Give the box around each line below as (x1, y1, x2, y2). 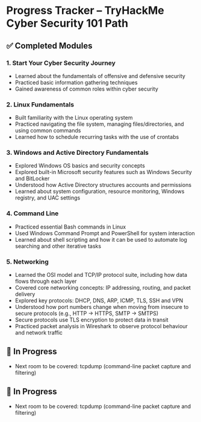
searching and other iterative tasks (14, 242, 101, 250)
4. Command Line (6, 209, 59, 218)
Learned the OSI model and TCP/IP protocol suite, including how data (14, 271, 188, 279)
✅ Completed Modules (6, 41, 93, 51)
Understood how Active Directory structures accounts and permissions (14, 181, 191, 189)
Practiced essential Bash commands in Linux (14, 223, 126, 230)
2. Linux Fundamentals (6, 100, 74, 109)
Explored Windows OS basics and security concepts (14, 162, 146, 169)
